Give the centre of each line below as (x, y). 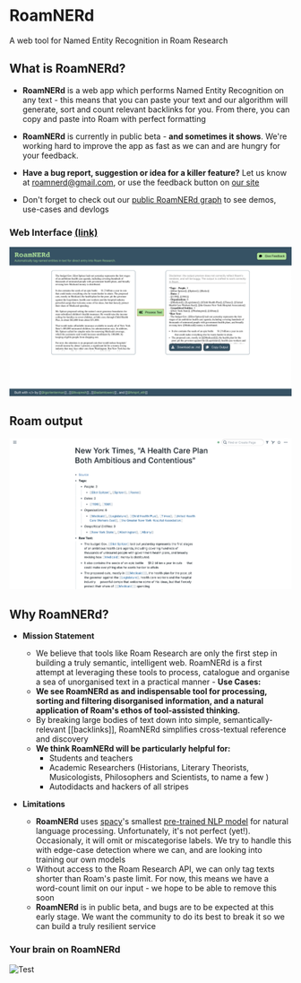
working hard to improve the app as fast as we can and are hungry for (151, 145)
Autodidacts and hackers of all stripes (119, 787)
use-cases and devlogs (65, 209)
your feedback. (50, 155)
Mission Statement (58, 636)
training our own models (81, 860)
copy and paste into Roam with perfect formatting (114, 118)
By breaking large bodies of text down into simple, (128, 720)
